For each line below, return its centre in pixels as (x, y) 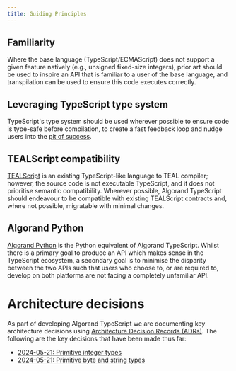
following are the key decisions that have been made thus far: (97, 338)
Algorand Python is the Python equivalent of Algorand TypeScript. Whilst (113, 245)
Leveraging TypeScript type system (88, 104)
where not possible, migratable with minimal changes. (86, 206)
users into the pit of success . (49, 137)
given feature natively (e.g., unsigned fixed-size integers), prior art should (115, 67)
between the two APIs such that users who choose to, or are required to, (113, 268)
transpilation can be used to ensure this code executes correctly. (102, 82)
